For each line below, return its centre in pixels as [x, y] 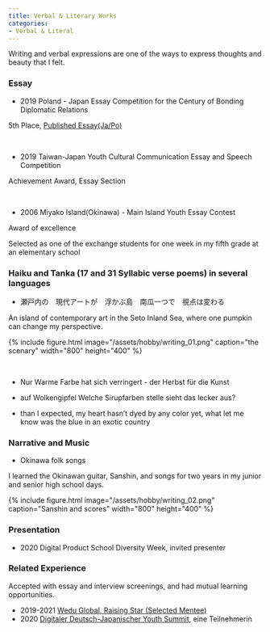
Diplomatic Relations [54, 109]
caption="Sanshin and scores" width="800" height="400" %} [111, 509]
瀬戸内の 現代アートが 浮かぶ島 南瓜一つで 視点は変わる [122, 301]
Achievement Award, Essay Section [67, 181]
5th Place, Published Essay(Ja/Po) [65, 125]
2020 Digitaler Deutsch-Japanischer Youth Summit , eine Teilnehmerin [136, 618]
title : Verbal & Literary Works [62, 16]
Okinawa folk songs [53, 461]
